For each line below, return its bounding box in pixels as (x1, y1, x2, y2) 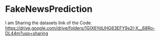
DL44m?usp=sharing (5, 30, 49, 36)
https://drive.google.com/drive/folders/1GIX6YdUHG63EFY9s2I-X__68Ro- (5, 25, 155, 31)
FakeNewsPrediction (5, 3, 93, 15)
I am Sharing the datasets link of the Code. (5, 20, 93, 26)
